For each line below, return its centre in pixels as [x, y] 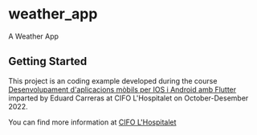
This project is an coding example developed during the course [113, 80]
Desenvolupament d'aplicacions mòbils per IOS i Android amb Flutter [122, 89]
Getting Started [48, 61]
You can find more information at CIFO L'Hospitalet [92, 122]
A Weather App [33, 36]
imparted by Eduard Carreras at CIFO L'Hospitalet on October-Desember [128, 98]
